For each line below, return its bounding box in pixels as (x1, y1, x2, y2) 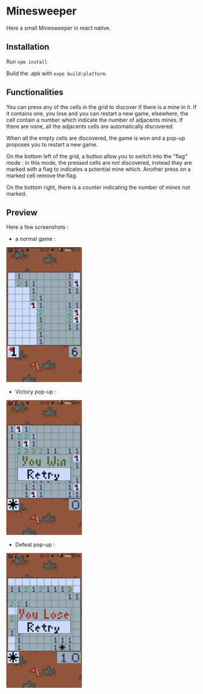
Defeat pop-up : (14, 541, 56, 549)
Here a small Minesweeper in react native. (6, 24, 111, 31)
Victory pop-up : (14, 388, 56, 395)
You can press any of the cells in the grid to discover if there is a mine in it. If (6, 103, 197, 110)
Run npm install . (6, 58, 50, 65)
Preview (6, 207, 38, 217)
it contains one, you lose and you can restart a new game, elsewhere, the (6, 110, 188, 117)
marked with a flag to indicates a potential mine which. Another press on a (6, 165, 192, 173)
